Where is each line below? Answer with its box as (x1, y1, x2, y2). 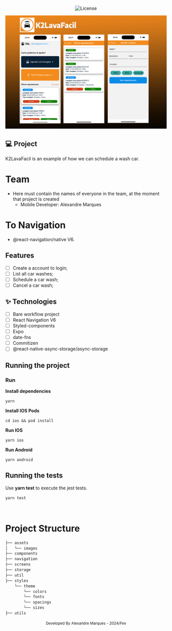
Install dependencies (5, 388, 51, 395)
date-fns (12, 334, 32, 341)
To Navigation (5, 220, 66, 231)
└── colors (24, 589, 47, 594)
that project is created (12, 196, 60, 202)
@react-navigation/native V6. (12, 236, 75, 243)
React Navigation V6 (12, 317, 56, 323)
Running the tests (5, 471, 63, 480)
